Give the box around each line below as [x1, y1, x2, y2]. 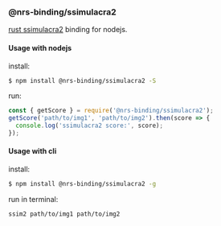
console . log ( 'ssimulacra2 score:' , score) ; [15, 121, 163, 130]
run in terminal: [8, 194, 59, 203]
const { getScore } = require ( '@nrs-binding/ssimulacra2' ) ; [8, 107, 215, 115]
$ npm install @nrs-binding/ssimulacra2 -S [8, 76, 157, 84]
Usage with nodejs [8, 43, 72, 52]
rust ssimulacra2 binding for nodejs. [8, 25, 128, 35]
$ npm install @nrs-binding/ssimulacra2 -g [8, 180, 157, 188]
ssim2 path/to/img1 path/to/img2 [8, 210, 121, 218]
